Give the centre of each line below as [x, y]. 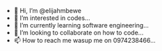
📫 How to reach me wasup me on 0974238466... [85, 40]
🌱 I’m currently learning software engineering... [81, 25]
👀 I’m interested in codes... [52, 18]
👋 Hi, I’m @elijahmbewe [48, 11]
